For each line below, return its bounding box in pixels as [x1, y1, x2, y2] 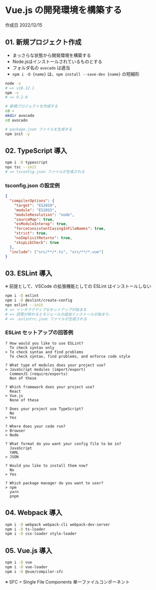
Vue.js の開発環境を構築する [5, 4, 122, 16]
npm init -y [5, 131, 30, 136]
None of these [9, 397, 39, 402]
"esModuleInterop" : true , [14, 222, 68, 227]
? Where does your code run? [5, 424, 66, 429]
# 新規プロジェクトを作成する [5, 104, 58, 109]
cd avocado [5, 118, 28, 123]
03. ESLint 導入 [5, 269, 52, 278]
